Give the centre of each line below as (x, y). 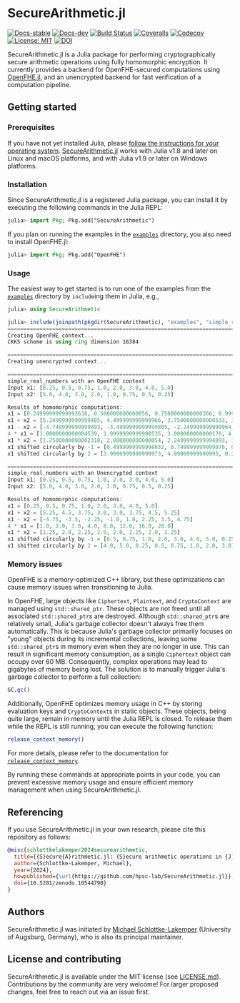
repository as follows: (39, 837)
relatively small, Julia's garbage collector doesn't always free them (106, 624)
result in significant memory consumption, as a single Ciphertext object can (119, 654)
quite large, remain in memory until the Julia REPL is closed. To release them (120, 719)
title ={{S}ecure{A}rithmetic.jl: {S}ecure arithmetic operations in (118, 857)
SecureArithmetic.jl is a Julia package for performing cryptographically (111, 54)
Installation (27, 184)
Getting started (42, 107)
